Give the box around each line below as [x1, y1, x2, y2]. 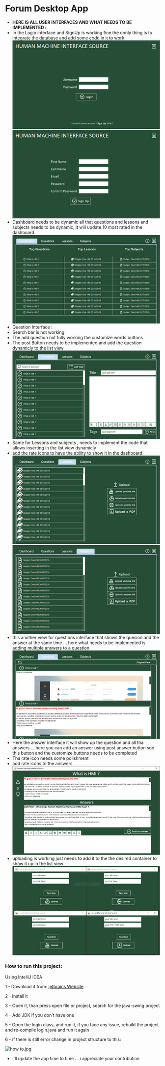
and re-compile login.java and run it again [5, 1027, 89, 1033]
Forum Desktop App [5, 3, 88, 14]
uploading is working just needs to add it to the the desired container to [12, 855, 157, 861]
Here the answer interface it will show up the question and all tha [12, 740, 144, 745]
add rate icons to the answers [12, 760, 73, 766]
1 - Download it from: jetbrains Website [5, 983, 84, 989]
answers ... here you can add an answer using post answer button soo [12, 744, 155, 750]
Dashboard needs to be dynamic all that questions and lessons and [12, 219, 148, 225]
